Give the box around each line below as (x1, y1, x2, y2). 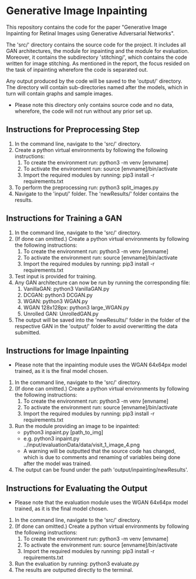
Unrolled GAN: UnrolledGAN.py (23, 310, 99, 317)
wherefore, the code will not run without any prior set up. (14, 107, 153, 115)
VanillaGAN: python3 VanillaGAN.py (23, 285, 110, 292)
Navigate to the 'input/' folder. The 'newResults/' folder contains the (14, 190, 179, 197)
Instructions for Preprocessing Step (6, 124, 140, 134)
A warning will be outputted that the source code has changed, (23, 447, 176, 455)
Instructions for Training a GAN (6, 213, 122, 224)
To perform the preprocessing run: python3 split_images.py (14, 184, 159, 191)
